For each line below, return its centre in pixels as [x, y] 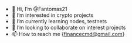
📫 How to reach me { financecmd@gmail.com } [68, 34]
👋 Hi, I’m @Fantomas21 [39, 9]
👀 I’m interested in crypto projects [53, 15]
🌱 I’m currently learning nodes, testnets [59, 21]
